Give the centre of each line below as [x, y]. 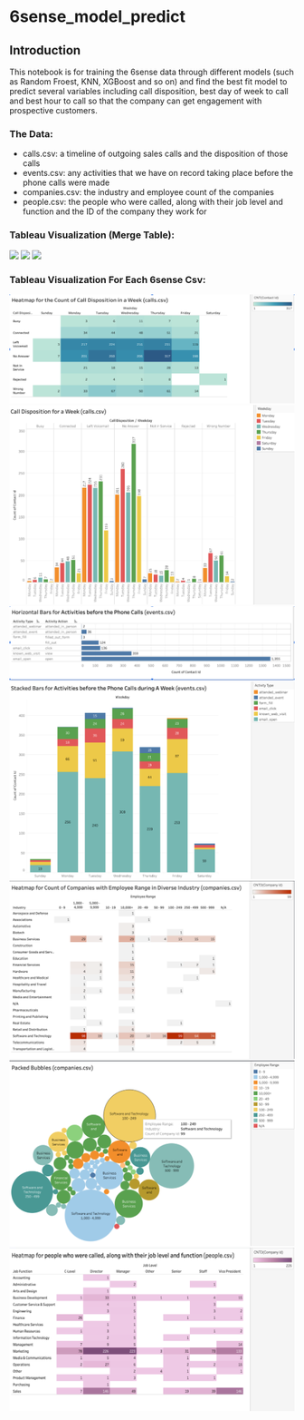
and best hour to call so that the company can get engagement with [136, 101]
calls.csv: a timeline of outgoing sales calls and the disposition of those [155, 154]
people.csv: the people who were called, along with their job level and [152, 202]
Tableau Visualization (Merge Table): [92, 235]
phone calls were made [66, 182]
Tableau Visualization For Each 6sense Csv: [108, 279]
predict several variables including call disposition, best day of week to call [149, 91]
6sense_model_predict [98, 17]
